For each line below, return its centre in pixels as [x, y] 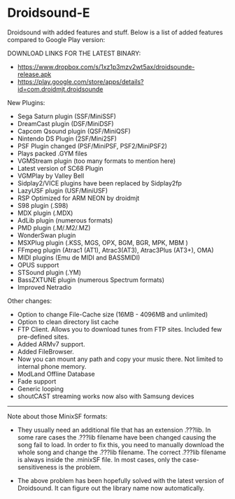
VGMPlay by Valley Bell [51, 176]
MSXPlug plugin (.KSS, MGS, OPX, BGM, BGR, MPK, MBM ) [103, 242]
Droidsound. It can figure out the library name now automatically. [111, 488]
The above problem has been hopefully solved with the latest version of [121, 480]
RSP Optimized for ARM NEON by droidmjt [78, 198]
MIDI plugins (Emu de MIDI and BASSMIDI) [79, 258]
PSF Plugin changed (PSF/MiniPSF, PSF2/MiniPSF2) [92, 146]
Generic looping [41, 388]
